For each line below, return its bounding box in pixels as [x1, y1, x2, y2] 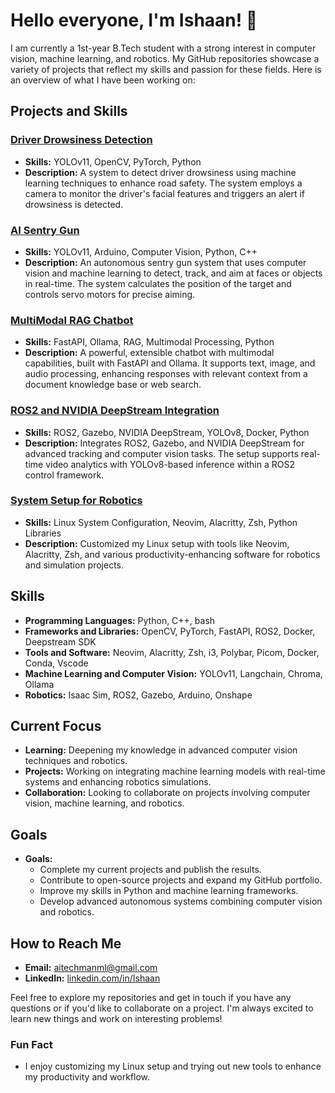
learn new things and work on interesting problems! [10, 1013, 223, 1025]
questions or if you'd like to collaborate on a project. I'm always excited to [10, 1002, 314, 1014]
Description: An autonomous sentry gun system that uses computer [24, 256, 307, 268]
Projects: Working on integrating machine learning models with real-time [24, 765, 326, 778]
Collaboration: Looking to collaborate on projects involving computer [24, 787, 311, 799]
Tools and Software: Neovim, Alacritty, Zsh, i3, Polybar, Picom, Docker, [24, 646, 320, 658]
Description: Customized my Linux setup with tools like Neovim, [24, 537, 290, 549]
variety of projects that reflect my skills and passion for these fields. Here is [10, 63, 322, 75]
